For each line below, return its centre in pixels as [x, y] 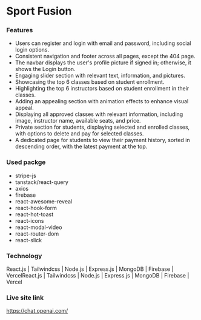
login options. [32, 50]
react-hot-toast [34, 214]
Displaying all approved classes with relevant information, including [99, 114]
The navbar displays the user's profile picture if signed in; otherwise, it [103, 63]
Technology [24, 256]
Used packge [26, 162]
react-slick [28, 240]
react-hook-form [36, 208]
